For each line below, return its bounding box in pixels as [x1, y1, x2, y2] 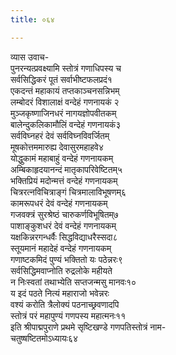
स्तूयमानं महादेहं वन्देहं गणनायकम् [10, 242, 112, 254]
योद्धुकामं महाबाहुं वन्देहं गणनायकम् [10, 152, 114, 164]
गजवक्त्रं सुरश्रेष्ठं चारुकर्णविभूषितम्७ [10, 208, 119, 220]
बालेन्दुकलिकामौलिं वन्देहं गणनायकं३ [10, 118, 122, 130]
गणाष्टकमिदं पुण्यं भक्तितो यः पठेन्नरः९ [10, 253, 123, 265]
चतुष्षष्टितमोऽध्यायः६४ [10, 332, 79, 344]
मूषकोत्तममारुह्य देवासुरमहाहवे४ [10, 141, 104, 153]
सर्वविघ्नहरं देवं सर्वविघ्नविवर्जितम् [10, 129, 110, 141]
